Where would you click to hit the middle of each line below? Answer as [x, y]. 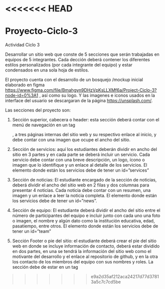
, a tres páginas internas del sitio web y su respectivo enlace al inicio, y [84, 135]
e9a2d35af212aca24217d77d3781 [125, 277]
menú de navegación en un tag [44, 125]
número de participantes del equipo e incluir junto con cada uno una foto [86, 216]
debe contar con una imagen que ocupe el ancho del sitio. [71, 140]
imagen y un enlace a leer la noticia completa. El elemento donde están [84, 196]
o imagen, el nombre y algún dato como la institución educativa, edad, [83, 221]
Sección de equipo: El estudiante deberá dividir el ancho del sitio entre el [86, 211]
